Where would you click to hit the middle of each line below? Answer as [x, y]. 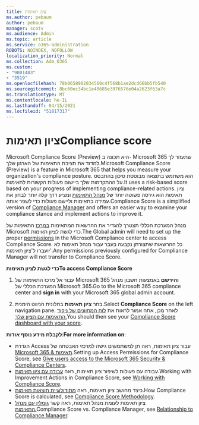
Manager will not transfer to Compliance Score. [64, 257]
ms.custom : [20, 67]
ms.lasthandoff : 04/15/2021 [41, 106]
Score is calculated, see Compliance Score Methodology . [85, 396]
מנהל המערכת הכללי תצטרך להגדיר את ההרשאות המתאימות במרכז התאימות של [96, 225]
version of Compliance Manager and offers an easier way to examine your [97, 207]
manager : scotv [25, 28]
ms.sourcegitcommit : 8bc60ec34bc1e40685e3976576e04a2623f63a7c [86, 89]
